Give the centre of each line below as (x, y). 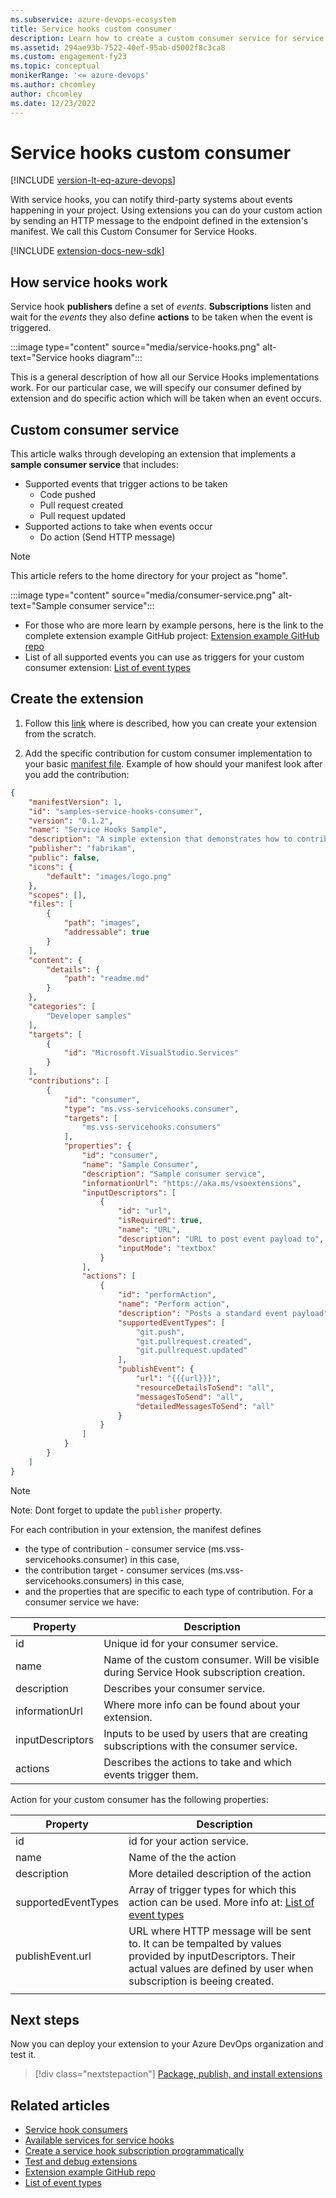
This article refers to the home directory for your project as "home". (149, 576)
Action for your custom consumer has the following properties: (139, 1799)
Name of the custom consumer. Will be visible (211, 1659)
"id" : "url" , (144, 1211)
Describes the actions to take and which (197, 1762)
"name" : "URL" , (149, 1230)
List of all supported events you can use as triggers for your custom (164, 657)
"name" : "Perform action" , (173, 1304)
